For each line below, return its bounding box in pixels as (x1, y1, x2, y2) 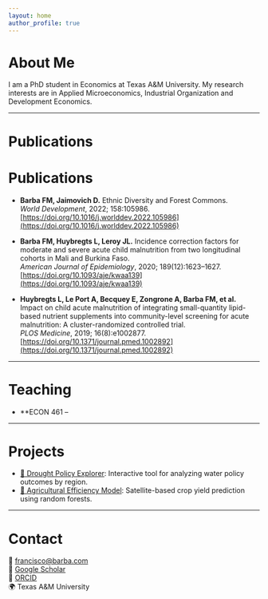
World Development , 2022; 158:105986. (19, 204, 150, 213)
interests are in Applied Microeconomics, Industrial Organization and (8, 89, 234, 98)
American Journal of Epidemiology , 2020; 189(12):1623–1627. (19, 261, 222, 272)
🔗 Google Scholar (8, 565, 66, 574)
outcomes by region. (19, 477, 89, 487)
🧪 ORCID (8, 573, 37, 583)
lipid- (228, 303, 246, 312)
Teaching (8, 380, 72, 399)
